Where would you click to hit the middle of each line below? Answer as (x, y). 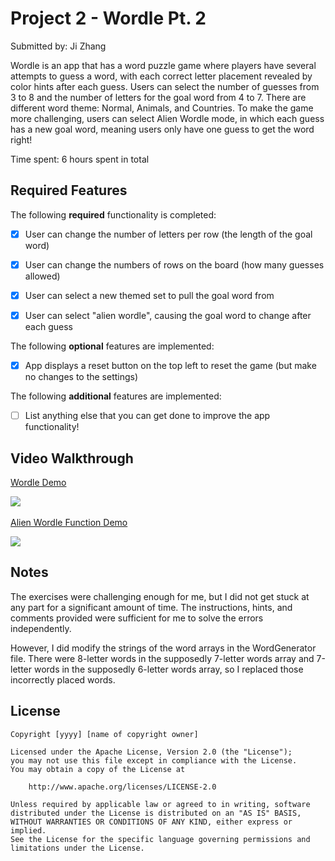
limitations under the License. (77, 848)
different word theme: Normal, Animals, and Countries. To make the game (162, 108)
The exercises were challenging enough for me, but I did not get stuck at (160, 596)
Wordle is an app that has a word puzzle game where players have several (163, 65)
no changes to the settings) (81, 377)
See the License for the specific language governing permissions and (160, 839)
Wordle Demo (38, 482)
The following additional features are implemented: (116, 396)
